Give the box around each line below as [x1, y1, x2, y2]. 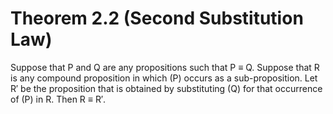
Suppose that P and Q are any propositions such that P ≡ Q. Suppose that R [10, 61, 320, 73]
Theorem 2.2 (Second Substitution [10, 7, 304, 30]
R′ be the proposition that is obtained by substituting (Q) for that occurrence [10, 82, 323, 94]
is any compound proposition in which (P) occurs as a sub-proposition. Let [10, 72, 318, 84]
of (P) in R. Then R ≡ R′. [10, 93, 107, 105]
